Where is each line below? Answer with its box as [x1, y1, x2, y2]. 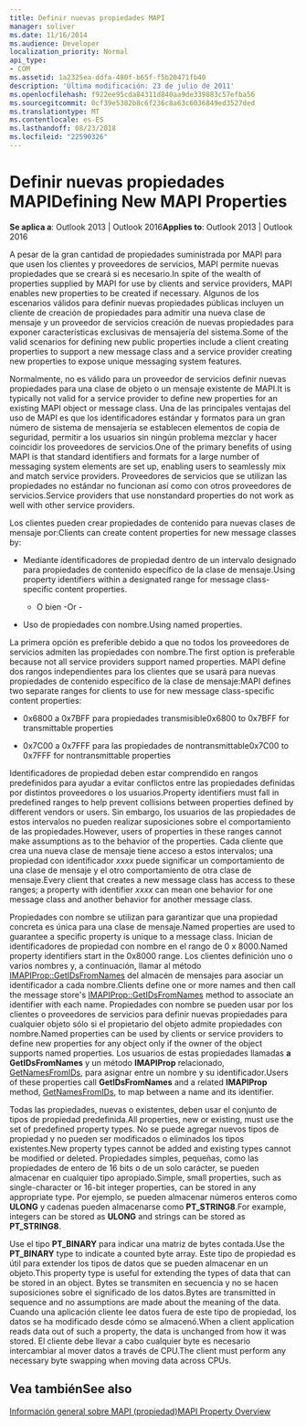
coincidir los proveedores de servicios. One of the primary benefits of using [9, 441, 292, 452]
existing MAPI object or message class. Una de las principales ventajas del [9, 402, 290, 413]
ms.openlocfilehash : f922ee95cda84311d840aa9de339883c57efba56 [9, 90, 256, 99]
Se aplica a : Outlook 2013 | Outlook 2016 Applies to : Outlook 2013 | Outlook [9, 221, 293, 232]
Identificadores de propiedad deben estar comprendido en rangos [9, 767, 259, 778]
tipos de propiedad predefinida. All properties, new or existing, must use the [9, 1113, 294, 1124]
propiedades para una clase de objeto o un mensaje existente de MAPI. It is [9, 383, 291, 394]
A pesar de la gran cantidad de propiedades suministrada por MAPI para [9, 249, 282, 260]
